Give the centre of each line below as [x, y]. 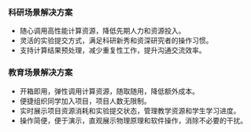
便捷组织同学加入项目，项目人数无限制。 [85, 101]
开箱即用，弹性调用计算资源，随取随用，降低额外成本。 [109, 91]
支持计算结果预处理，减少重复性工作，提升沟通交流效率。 [113, 50]
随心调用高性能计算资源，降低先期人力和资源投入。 [102, 31]
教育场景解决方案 [41, 73]
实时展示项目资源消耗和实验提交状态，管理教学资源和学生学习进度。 [130, 110]
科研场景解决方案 [41, 12]
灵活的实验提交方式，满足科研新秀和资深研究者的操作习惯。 [116, 41]
